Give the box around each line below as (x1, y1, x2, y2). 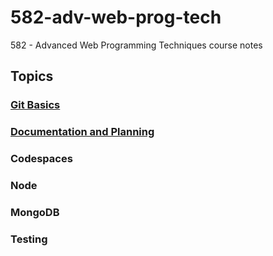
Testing (10, 232, 48, 246)
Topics (10, 68, 54, 85)
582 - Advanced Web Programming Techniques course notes (10, 39, 263, 51)
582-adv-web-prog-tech (10, 6, 222, 29)
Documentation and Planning (10, 125, 155, 139)
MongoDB (10, 205, 60, 219)
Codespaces (10, 152, 73, 166)
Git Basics (10, 98, 61, 112)
